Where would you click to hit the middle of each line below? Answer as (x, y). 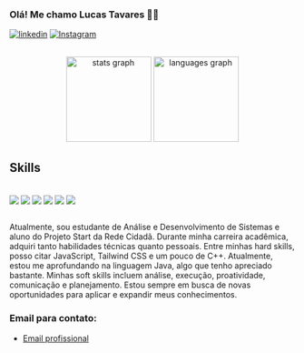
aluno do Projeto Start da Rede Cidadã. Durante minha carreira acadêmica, (149, 237)
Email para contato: (53, 318)
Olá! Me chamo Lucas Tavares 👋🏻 (84, 15)
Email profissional (55, 338)
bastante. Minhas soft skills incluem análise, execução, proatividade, (137, 276)
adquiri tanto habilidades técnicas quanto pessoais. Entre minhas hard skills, (152, 247)
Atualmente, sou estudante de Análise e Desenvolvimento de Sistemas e (144, 227)
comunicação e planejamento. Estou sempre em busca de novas (130, 285)
